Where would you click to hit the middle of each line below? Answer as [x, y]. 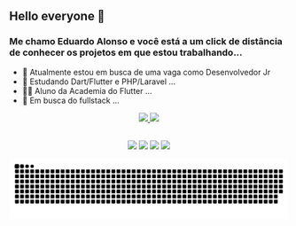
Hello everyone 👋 [57, 16]
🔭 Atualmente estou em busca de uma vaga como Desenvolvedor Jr [146, 72]
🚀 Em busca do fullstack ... [70, 100]
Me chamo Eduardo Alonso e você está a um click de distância [146, 42]
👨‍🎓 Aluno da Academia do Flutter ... [87, 90]
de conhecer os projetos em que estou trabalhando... [126, 52]
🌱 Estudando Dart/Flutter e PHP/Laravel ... [98, 82]
